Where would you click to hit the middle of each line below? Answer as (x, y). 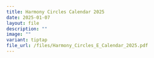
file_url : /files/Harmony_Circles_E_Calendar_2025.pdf (77, 46)
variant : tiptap (27, 40)
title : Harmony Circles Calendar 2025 (55, 12)
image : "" (19, 34)
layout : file (23, 23)
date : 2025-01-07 (28, 18)
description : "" (27, 29)
